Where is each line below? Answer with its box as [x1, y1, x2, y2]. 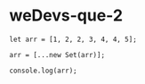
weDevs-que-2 [9, 5, 123, 26]
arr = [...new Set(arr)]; [9, 50, 105, 59]
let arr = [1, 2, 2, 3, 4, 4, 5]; [9, 35, 138, 44]
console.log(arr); [9, 66, 77, 75]
